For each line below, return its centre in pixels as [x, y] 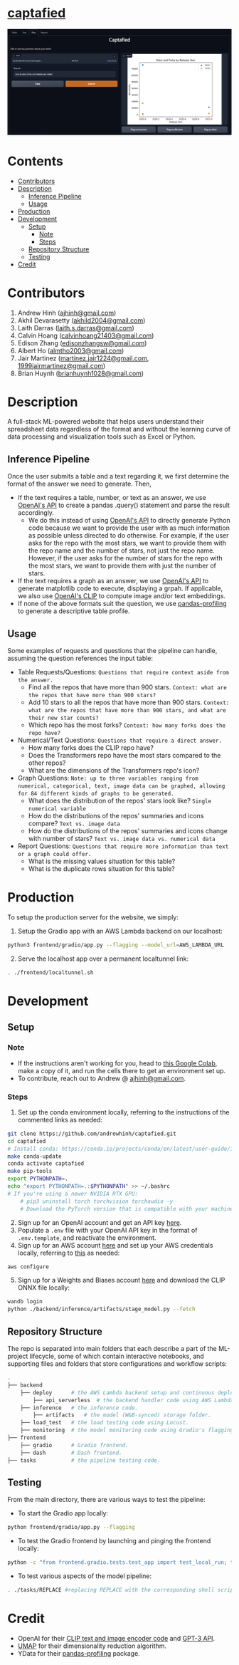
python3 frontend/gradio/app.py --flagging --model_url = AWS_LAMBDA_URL [116, 945]
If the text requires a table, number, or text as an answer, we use [112, 498]
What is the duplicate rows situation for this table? [102, 869]
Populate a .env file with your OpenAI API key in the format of [107, 1230]
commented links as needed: [60, 1119]
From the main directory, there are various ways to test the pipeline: [106, 1500]
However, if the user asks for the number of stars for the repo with [125, 558]
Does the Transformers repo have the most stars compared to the [124, 756]
